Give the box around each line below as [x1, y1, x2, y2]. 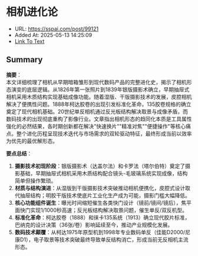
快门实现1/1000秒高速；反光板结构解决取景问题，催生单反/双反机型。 [19, 207, 187, 214]
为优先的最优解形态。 [6, 137, 58, 144]
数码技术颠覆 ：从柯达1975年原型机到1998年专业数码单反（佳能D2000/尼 [14, 228, 190, 235]
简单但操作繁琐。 [14, 177, 57, 184]
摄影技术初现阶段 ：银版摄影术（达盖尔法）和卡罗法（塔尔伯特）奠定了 [14, 162, 186, 169]
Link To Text [14, 38, 45, 45]
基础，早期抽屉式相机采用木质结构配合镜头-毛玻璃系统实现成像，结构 [19, 169, 188, 177]
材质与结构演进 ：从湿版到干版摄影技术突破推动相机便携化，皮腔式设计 [14, 184, 186, 191]
